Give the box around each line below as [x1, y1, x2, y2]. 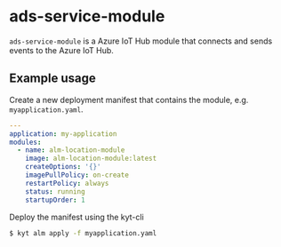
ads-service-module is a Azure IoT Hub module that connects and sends [9, 36, 273, 46]
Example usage [9, 71, 96, 86]
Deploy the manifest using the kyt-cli [9, 211, 144, 222]
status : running [25, 187, 86, 196]
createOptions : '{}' [25, 163, 101, 171]
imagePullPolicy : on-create [25, 171, 129, 179]
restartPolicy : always [25, 179, 109, 187]
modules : [9, 138, 42, 147]
